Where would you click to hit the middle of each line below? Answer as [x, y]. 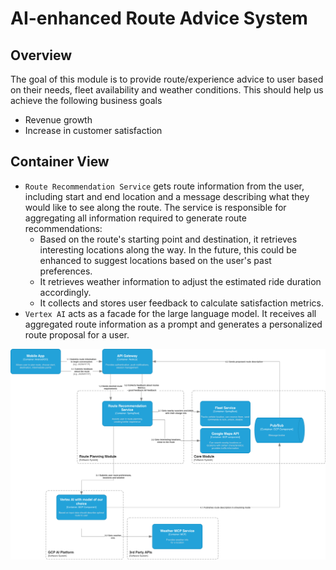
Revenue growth [58, 120]
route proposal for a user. [77, 334]
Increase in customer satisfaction [93, 130]
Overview [41, 55]
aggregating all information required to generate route [135, 218]
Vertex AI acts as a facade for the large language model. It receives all [170, 313]
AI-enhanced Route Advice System [159, 18]
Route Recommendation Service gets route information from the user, [164, 186]
